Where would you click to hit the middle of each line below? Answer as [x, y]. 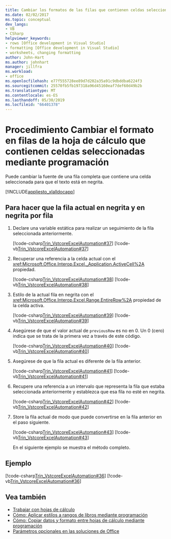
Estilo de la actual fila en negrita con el [53, 294]
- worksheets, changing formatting [43, 52]
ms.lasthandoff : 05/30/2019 [35, 100]
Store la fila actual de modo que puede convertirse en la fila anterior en [87, 417]
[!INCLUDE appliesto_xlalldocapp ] [40, 192]
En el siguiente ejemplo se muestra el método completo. [72, 447]
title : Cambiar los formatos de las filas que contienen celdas [75, 10]
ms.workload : [19, 72]
